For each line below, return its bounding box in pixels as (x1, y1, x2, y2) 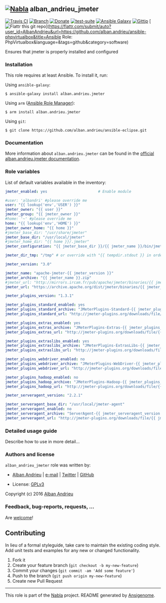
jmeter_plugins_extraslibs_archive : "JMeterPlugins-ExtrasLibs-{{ (5, 343, 145, 348)
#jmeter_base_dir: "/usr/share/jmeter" (5, 230, 87, 235)
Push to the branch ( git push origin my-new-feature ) (12, 572, 122, 579)
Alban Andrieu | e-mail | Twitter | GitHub (12, 472, 94, 478)
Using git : (5, 118, 26, 124)
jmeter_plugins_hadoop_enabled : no (5, 374, 79, 380)
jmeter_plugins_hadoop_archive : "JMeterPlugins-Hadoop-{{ (5, 379, 127, 384)
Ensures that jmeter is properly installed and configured (5, 48, 119, 54)
